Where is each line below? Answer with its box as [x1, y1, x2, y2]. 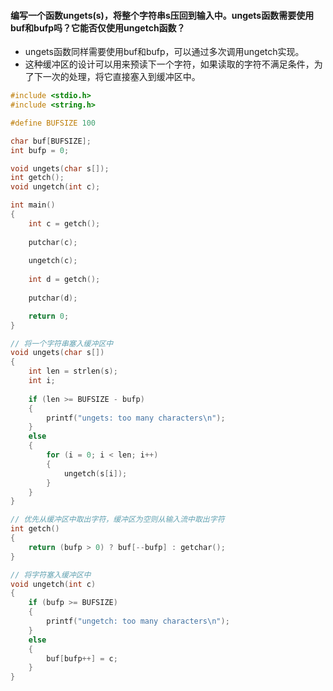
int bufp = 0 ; [10, 145, 70, 155]
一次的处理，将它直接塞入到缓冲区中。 [42, 71, 201, 83]
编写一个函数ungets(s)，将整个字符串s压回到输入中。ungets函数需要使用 [10, 9, 315, 21]
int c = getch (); [28, 218, 101, 229]
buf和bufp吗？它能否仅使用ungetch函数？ [10, 21, 186, 34]
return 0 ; [28, 311, 70, 321]
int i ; [28, 376, 56, 386]
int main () [10, 200, 56, 210]
